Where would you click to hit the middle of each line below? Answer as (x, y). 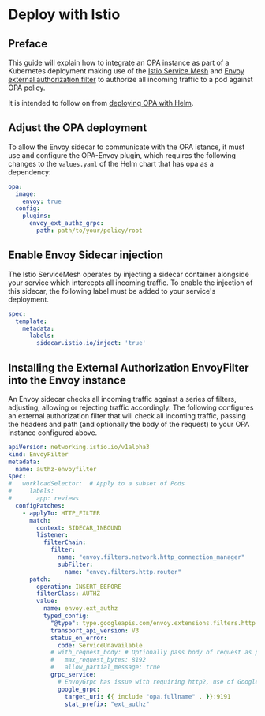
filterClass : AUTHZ (69, 594)
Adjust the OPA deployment (78, 128)
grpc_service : (73, 675)
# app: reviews (44, 499)
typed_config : (66, 616)
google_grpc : (79, 689)
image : (26, 194)
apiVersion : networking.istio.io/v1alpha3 (79, 447)
